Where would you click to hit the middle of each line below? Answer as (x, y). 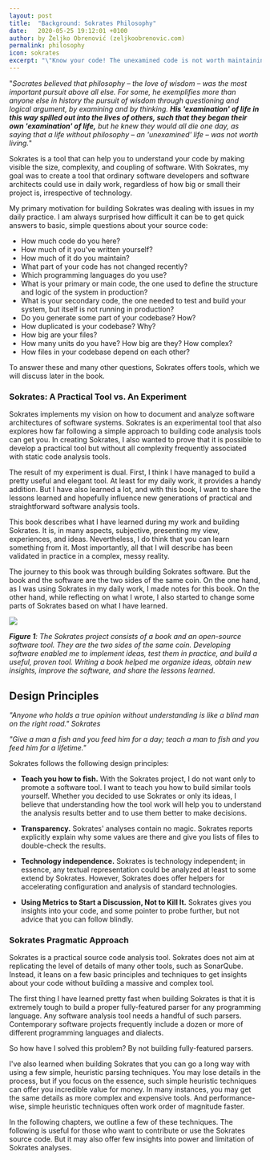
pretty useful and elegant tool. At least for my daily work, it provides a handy (135, 481)
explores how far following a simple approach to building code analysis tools (135, 431)
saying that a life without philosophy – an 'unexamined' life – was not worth (134, 134)
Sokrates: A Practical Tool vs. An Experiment (98, 397)
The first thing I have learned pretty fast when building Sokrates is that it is (132, 999)
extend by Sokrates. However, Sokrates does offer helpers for (123, 878)
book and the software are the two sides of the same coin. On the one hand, (135, 580)
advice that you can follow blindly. (77, 919)
